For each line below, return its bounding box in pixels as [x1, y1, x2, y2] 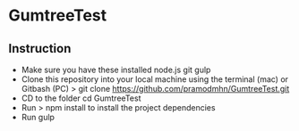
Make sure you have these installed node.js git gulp [21, 64, 211, 75]
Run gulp [21, 112, 56, 122]
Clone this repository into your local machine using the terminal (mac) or [21, 74, 288, 85]
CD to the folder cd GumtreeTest [21, 93, 141, 103]
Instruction [8, 41, 72, 56]
